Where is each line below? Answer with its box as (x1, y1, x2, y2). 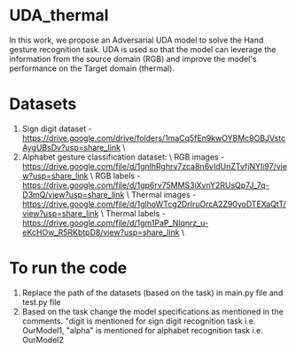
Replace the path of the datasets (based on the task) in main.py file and (21, 287, 284, 298)
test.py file (21, 296, 61, 307)
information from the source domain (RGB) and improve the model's (9, 53, 257, 64)
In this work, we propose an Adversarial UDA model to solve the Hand (9, 35, 264, 45)
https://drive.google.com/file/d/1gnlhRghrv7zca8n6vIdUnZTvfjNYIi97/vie (21, 160, 288, 171)
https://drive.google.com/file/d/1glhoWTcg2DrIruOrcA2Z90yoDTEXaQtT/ (21, 199, 286, 209)
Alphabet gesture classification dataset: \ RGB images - (21, 152, 225, 162)
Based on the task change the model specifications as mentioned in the (21, 306, 284, 317)
